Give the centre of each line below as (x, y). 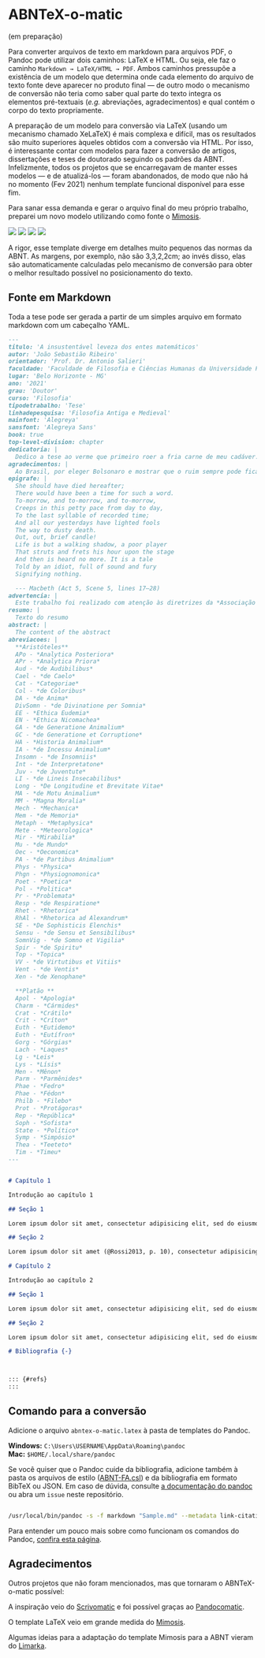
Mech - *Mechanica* (47, 808)
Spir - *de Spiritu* (49, 948)
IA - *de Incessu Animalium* (63, 749)
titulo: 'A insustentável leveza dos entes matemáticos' (104, 347)
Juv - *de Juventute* (51, 771)
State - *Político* (47, 1130)
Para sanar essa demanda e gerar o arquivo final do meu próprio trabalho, (128, 207)
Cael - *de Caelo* (46, 676)
